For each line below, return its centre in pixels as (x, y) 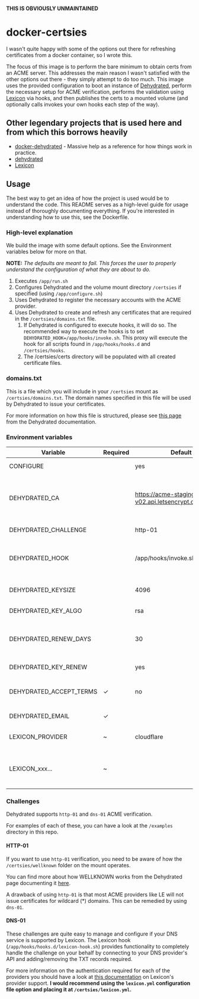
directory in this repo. (32, 832)
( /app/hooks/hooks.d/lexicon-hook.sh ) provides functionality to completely (98, 946)
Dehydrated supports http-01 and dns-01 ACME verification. (79, 814)
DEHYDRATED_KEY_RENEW (48, 667)
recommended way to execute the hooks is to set (84, 332)
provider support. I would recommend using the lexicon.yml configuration (98, 983)
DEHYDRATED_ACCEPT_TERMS (53, 692)
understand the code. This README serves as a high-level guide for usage (97, 205)
